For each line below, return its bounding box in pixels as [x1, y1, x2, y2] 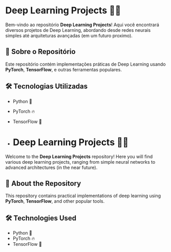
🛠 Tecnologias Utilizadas [5, 82, 88, 91]
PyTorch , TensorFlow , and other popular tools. [5, 198, 105, 204]
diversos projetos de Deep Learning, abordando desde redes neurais [5, 27, 151, 33]
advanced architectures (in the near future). [5, 164, 98, 170]
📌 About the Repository [5, 179, 81, 188]
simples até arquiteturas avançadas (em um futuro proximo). [5, 32, 133, 38]
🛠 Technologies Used [5, 214, 77, 222]
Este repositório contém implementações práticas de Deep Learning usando [5, 61, 166, 67]
